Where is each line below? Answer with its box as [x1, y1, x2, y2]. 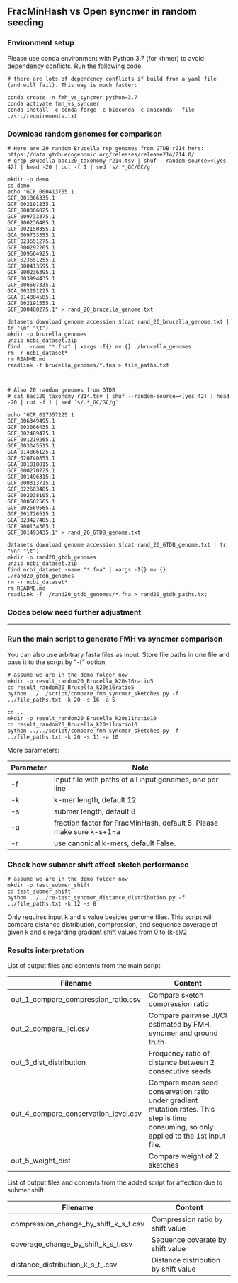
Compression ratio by [151, 1214, 223, 1224]
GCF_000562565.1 [7, 498, 55, 505]
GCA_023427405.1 [7, 516, 55, 523]
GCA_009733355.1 [7, 232, 55, 239]
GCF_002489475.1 [7, 430, 55, 437]
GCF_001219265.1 [7, 435, 55, 443]
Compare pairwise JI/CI [148, 1010, 227, 1020]
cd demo [7, 182, 30, 189]
